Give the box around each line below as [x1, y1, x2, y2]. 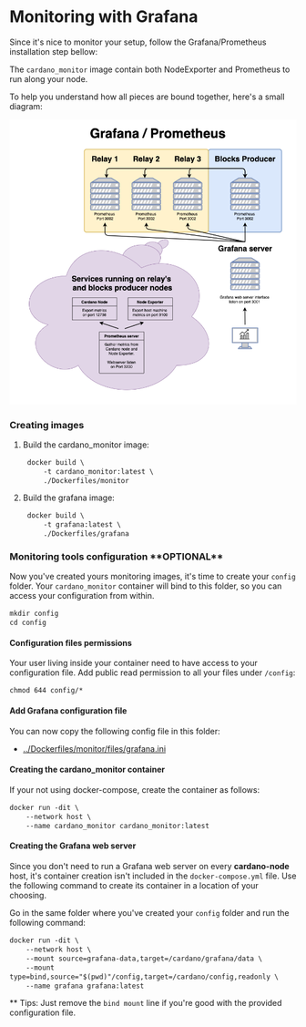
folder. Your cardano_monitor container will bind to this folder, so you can [9, 580, 282, 591]
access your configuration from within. [9, 591, 155, 601]
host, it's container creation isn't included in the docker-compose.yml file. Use [9, 870, 297, 881]
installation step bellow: [9, 46, 98, 56]
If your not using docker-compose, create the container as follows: [9, 784, 260, 795]
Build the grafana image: [22, 492, 116, 503]
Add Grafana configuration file [9, 704, 127, 716]
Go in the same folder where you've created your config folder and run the [9, 907, 290, 918]
